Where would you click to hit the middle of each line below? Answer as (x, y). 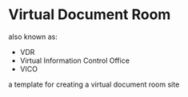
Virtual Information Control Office (75, 60)
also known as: (33, 37)
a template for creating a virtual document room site (94, 84)
